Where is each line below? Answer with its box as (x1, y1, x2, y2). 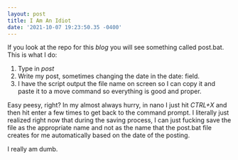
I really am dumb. (7, 145, 58, 154)
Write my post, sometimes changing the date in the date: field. (17, 72, 200, 80)
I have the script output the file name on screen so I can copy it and (17, 80, 215, 88)
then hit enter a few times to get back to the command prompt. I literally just (7, 108, 229, 117)
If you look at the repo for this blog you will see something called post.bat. (7, 43, 225, 52)
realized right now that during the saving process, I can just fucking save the (7, 116, 232, 124)
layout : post (7, 10, 46, 18)
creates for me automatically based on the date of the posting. (7, 131, 190, 139)
